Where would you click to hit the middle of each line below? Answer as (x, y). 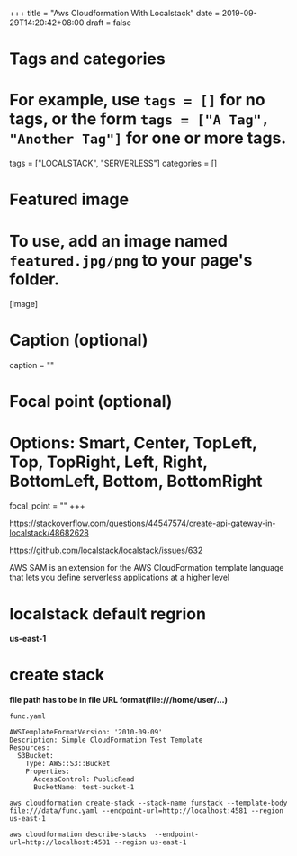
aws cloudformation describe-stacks (78, 835)
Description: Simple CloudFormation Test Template (106, 740)
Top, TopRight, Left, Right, (109, 462)
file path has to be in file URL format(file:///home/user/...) (118, 700)
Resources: (30, 748)
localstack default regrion (108, 613)
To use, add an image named (118, 241)
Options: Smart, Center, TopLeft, (133, 442)
